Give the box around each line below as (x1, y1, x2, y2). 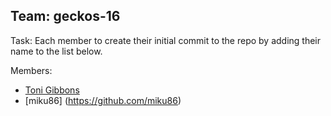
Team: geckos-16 (10, 8, 121, 25)
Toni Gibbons (24, 84, 80, 96)
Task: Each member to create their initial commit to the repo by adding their (10, 34, 322, 46)
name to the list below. (10, 45, 103, 57)
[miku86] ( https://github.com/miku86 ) (24, 94, 182, 106)
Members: (10, 64, 53, 76)
